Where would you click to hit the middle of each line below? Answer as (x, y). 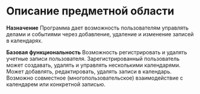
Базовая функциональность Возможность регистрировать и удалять (97, 52)
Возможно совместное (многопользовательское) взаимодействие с (95, 78)
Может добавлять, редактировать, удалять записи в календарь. (89, 71)
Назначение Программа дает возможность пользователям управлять (97, 28)
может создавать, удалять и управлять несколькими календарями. (93, 65)
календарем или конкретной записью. (56, 84)
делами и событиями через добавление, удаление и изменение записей (100, 34)
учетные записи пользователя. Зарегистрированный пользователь (93, 58)
